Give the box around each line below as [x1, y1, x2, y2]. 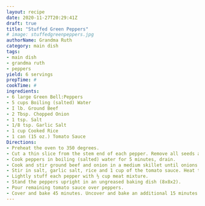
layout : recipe [6, 9, 45, 15]
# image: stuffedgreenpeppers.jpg [6, 32, 95, 38]
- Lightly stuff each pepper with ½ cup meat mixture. [6, 173, 149, 180]
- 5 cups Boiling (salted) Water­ [6, 99, 92, 105]
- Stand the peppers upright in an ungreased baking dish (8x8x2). [6, 179, 182, 185]
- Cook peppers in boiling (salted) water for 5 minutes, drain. [6, 156, 176, 162]
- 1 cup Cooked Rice [6, 128, 59, 134]
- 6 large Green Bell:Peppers [6, 94, 84, 100]
